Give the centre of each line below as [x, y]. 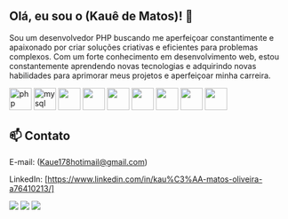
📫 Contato [40, 136]
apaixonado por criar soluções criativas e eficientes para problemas [134, 47]
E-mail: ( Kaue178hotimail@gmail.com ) [79, 161]
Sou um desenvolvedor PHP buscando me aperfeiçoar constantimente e [142, 37]
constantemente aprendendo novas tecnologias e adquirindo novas [133, 66]
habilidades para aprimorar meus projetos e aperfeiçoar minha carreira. [140, 75]
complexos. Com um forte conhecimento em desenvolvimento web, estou [144, 56]
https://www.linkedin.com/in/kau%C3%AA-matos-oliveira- [155, 179]
